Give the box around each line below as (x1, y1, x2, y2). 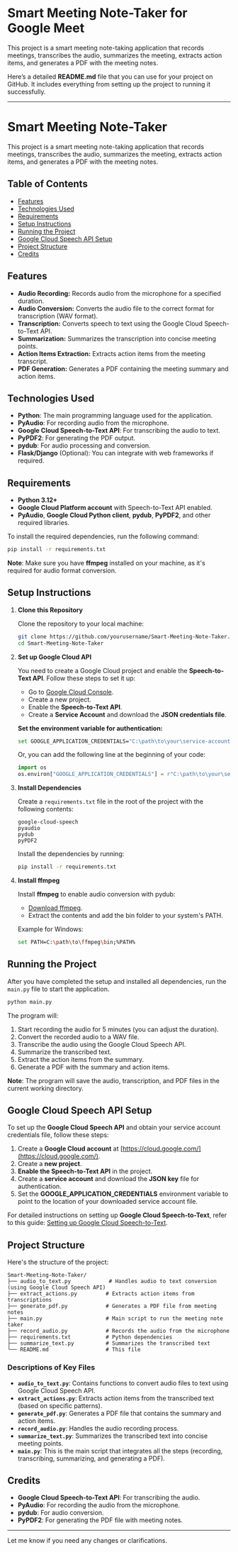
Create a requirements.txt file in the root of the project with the (17, 797, 204, 806)
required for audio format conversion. (7, 566, 117, 575)
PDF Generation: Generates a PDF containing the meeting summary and (17, 364, 229, 373)
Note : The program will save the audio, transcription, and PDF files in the (7, 1076, 220, 1085)
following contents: (17, 805, 74, 814)
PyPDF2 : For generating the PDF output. (17, 434, 136, 443)
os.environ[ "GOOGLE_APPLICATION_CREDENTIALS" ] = (17, 771, 164, 778)
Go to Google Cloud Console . (28, 687, 114, 696)
